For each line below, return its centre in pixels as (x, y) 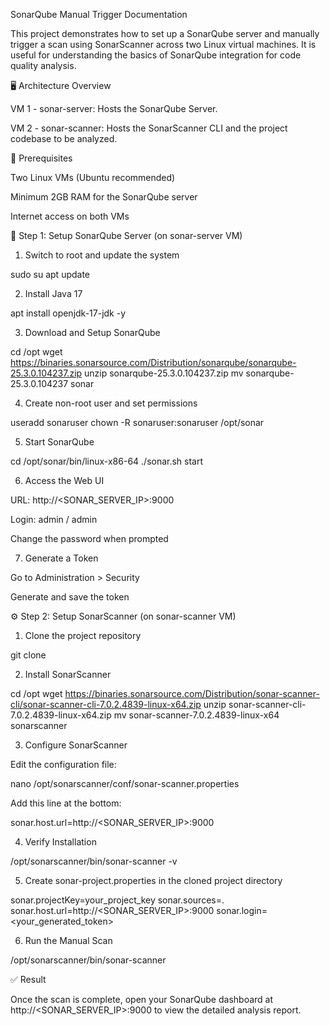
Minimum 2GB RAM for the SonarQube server (104, 197)
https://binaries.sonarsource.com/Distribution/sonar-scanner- (192, 693)
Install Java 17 (53, 293)
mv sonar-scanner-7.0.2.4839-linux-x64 (196, 715)
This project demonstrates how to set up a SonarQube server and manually (165, 33)
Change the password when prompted (89, 538)
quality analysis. (43, 65)
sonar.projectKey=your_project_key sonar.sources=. (117, 900)
